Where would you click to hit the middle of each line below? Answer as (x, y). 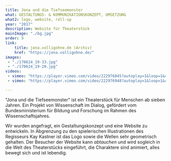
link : (11, 43)
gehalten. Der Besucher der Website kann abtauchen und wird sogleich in (83, 142)
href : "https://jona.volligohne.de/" (54, 52)
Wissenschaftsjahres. (28, 116)
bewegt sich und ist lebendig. (36, 152)
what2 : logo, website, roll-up (38, 19)
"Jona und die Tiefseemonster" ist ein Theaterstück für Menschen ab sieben (85, 100)
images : (13, 57)
